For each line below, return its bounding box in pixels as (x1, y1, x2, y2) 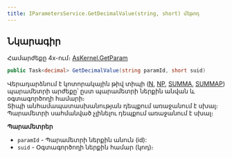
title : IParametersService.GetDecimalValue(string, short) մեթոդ (7, 10, 199, 17)
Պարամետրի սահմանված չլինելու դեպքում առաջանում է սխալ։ (7, 109, 213, 117)
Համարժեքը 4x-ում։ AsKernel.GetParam (7, 54, 128, 62)
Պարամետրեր (7, 122, 53, 131)
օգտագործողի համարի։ (7, 95, 85, 103)
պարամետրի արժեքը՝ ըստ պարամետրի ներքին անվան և (7, 87, 195, 95)
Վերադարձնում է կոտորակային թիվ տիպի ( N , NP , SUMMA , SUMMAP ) (7, 80, 226, 88)
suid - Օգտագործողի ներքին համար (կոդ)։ (17, 143, 154, 152)
